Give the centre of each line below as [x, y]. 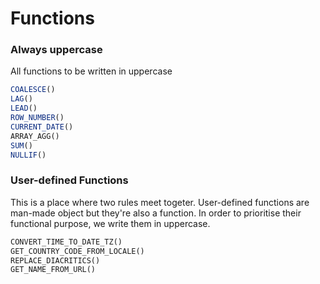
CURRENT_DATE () [42, 127]
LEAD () [24, 108]
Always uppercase [56, 50]
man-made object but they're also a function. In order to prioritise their [156, 213]
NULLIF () [28, 155]
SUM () [21, 145]
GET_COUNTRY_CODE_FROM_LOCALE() [77, 251]
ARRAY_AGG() [35, 136]
